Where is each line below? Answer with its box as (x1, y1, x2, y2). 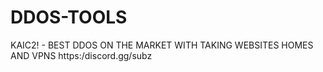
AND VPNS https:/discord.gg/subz (10, 49, 153, 61)
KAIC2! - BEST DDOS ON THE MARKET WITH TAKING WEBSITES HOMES (10, 39, 314, 51)
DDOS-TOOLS (10, 6, 128, 29)
